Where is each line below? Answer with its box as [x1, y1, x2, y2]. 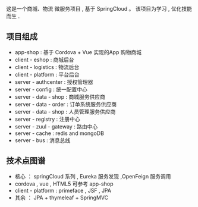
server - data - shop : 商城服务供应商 [14, 93, 105, 100]
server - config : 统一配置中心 [14, 86, 87, 93]
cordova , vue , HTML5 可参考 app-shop [14, 180, 114, 187]
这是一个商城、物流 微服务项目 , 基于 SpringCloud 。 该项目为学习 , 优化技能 [6, 5, 192, 12]
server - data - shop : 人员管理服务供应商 [14, 108, 116, 115]
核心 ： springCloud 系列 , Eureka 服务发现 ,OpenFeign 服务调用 [14, 172, 171, 180]
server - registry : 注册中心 [14, 115, 80, 123]
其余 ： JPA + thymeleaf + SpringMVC [14, 194, 109, 201]
